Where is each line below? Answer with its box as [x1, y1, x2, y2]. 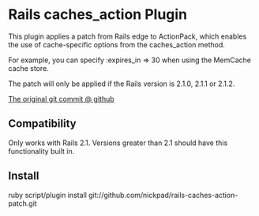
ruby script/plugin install [8, 190, 87, 199]
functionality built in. [8, 146, 75, 155]
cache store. [8, 63, 49, 73]
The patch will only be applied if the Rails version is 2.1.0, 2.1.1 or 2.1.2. [8, 79, 235, 88]
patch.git [8, 199, 37, 208]
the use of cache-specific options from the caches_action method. [8, 39, 225, 49]
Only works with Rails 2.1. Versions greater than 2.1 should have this [8, 138, 228, 147]
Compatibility [8, 117, 77, 131]
